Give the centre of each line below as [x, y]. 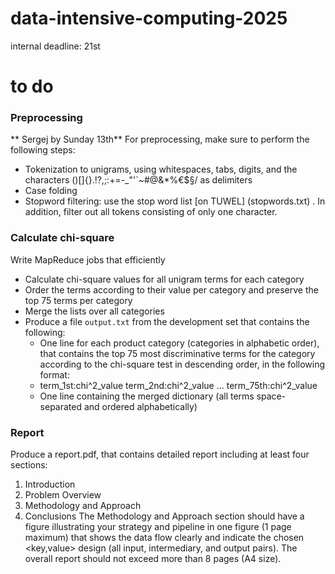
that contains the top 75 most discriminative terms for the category [177, 353]
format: [54, 374]
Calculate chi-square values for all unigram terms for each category [164, 279]
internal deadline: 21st [55, 46]
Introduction [50, 484]
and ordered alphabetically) [140, 406]
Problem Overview [63, 495]
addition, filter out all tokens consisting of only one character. [151, 212]
